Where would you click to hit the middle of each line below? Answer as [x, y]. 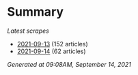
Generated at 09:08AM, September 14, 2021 [69, 64]
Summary [35, 12]
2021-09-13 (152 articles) [53, 44]
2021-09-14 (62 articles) [52, 51]
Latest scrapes [28, 31]
